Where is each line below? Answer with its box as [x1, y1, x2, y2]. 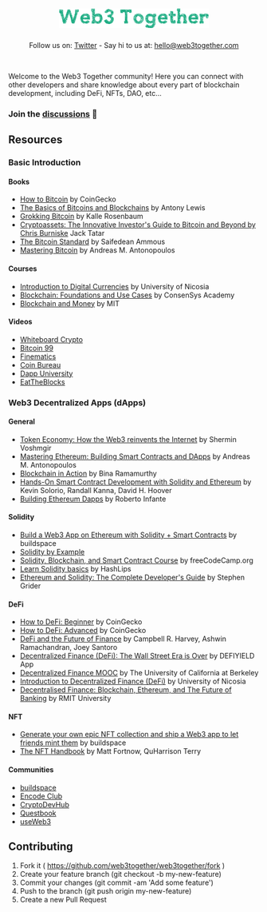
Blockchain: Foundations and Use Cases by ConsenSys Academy [19, 290, 235, 300]
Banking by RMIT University [19, 694, 112, 703]
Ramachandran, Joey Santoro [19, 643, 118, 652]
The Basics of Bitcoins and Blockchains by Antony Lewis [19, 203, 206, 213]
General [8, 416, 36, 427]
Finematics [19, 352, 57, 361]
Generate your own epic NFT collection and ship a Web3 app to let [19, 730, 239, 739]
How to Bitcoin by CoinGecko [19, 194, 117, 204]
